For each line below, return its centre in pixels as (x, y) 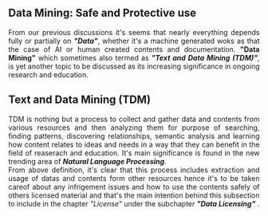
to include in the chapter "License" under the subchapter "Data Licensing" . (134, 203)
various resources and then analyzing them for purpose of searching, (134, 128)
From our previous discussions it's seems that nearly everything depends (134, 32)
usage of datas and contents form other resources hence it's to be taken (134, 178)
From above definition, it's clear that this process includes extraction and (134, 170)
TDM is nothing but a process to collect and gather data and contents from (134, 119)
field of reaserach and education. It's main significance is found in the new (134, 153)
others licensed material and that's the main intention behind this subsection (134, 195)
